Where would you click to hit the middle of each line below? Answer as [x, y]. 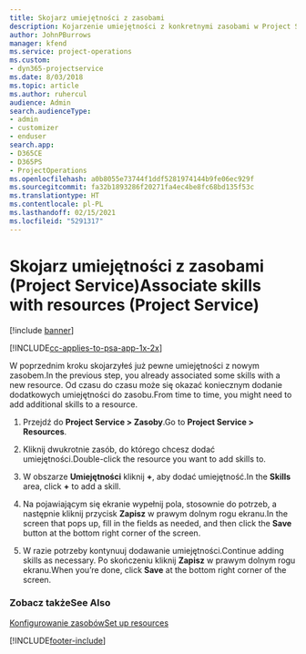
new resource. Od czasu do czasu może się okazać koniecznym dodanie [146, 384]
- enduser [28, 137]
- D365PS [26, 162]
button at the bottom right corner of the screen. [112, 533]
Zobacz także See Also [60, 603]
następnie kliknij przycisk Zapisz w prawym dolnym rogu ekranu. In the [155, 513]
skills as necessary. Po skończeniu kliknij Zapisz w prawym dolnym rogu [159, 560]
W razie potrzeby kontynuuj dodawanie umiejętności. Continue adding [153, 550]
